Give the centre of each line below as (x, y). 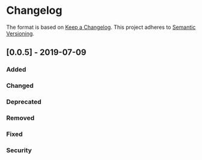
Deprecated (24, 102)
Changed (20, 86)
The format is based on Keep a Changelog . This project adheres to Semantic (101, 27)
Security (19, 150)
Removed (20, 118)
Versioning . (20, 33)
